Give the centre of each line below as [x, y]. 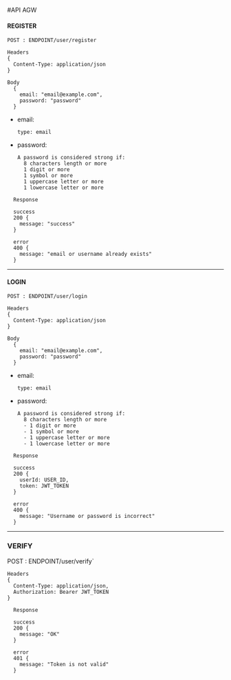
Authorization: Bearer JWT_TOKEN [61, 592]
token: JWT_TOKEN [44, 486]
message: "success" [47, 224]
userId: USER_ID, [44, 480]
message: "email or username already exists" [86, 254]
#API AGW [22, 10]
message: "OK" [40, 634]
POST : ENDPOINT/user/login [47, 297]
